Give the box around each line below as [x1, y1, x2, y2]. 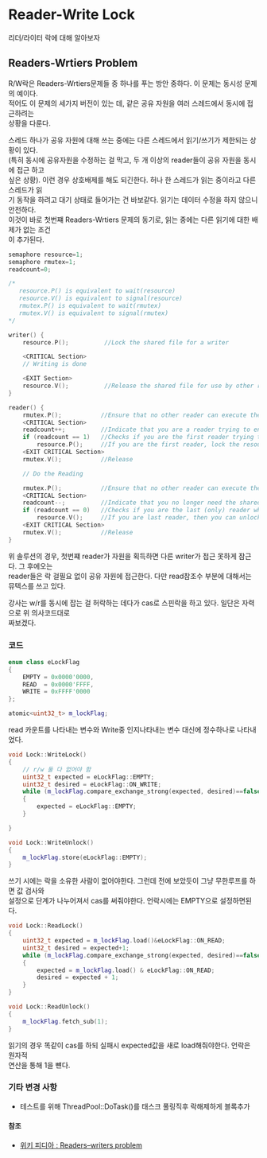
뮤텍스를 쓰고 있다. [8, 581, 66, 590]
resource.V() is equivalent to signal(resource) [18, 294, 183, 303]
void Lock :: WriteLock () [8, 751, 87, 759]
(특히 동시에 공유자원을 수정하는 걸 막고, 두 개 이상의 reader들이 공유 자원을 [8, 155, 242, 165]
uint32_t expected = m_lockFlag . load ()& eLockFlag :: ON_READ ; [22, 937, 226, 945]
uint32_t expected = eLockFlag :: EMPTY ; [22, 773, 155, 781]
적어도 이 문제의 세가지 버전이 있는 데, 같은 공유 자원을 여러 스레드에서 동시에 [8, 98, 246, 108]
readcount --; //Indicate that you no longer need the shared [22, 499, 261, 507]
